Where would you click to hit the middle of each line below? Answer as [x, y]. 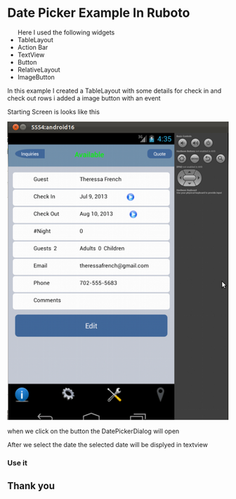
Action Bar [33, 47]
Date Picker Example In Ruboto [99, 13]
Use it [18, 463]
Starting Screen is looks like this [54, 112]
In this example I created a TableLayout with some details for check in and [114, 91]
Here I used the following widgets [66, 32]
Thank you [31, 486]
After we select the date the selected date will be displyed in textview [108, 445]
